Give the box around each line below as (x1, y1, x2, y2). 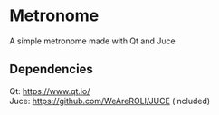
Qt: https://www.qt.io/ (9, 85, 90, 96)
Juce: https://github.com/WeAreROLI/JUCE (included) (9, 95, 211, 106)
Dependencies (9, 62, 93, 77)
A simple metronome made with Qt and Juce (9, 35, 176, 46)
